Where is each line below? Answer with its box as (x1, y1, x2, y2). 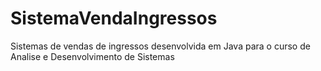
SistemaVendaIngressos (10, 7, 218, 30)
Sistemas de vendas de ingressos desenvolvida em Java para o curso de (10, 40, 311, 52)
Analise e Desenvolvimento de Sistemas (10, 50, 175, 62)
